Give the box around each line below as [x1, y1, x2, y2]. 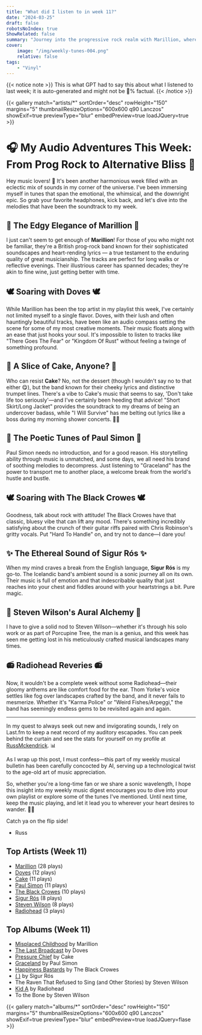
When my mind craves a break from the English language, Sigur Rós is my [6, 564, 190, 571]
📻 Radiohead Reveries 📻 [6, 660, 103, 671]
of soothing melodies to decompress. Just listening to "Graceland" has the [6, 461, 191, 469]
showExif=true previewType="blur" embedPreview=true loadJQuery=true [6, 112, 189, 119]
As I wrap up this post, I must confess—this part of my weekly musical [6, 755, 180, 763]
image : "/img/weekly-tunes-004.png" [17, 48, 109, 54]
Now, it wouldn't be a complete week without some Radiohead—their [6, 679, 177, 686]
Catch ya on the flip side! [6, 817, 68, 825]
